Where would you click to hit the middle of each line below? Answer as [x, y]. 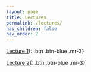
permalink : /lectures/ [34, 23]
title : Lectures [26, 17]
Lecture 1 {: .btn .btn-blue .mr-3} [45, 51]
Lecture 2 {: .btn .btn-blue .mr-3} [46, 63]
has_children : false [32, 28]
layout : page [22, 12]
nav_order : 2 [22, 34]
